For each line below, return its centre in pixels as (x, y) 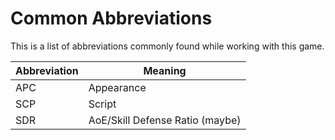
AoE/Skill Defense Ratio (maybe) (165, 120)
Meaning (165, 70)
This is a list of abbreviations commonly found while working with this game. (167, 46)
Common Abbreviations (111, 18)
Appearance (117, 87)
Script (102, 104)
